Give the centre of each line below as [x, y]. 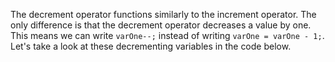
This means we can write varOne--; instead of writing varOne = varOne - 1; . [167, 35]
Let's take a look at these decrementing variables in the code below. [151, 46]
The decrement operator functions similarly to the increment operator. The [163, 14]
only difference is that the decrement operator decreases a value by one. [161, 25]
